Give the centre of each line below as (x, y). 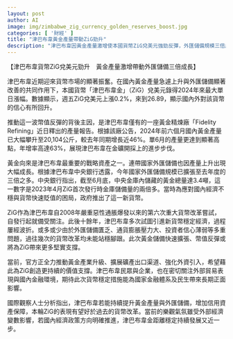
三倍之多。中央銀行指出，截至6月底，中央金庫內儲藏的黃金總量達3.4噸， (111, 180)
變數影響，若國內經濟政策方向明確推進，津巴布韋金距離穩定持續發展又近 (110, 320)
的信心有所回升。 (32, 107)
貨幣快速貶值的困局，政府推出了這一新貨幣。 (83, 198)
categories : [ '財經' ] (41, 33)
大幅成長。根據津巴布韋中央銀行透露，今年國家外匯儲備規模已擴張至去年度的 (116, 172)
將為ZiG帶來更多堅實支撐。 (46, 247)
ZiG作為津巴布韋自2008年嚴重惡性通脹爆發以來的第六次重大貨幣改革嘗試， (114, 212)
